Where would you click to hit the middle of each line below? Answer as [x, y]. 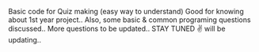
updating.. [25, 40]
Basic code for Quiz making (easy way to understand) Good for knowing [126, 11]
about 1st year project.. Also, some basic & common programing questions [129, 20]
